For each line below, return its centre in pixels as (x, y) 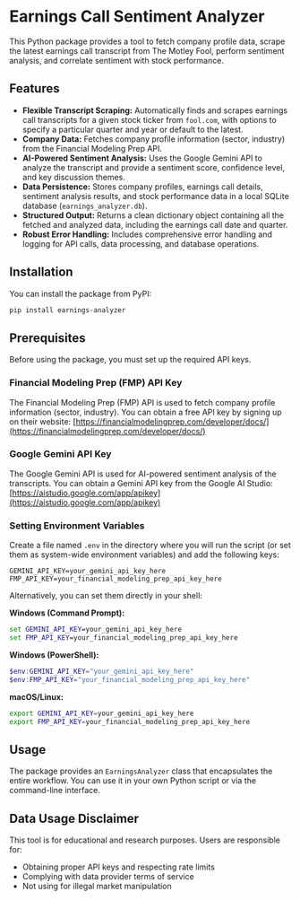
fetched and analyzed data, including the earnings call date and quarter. (155, 224)
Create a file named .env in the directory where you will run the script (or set (150, 546)
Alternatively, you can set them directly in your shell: (106, 596)
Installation (41, 272)
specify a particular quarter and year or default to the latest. (133, 129)
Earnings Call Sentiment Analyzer (137, 17)
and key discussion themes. (73, 177)
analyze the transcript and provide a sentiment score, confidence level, (153, 167)
